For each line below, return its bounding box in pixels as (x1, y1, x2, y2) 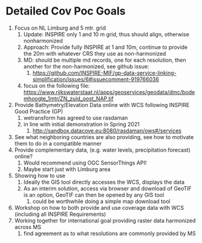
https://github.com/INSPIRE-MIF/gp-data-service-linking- (32, 69, 177, 76)
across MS (14, 223, 42, 230)
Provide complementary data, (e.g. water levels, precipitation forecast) (14, 146, 191, 154)
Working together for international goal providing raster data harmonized (14, 216, 196, 224)
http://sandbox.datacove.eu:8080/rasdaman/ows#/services (32, 127, 182, 134)
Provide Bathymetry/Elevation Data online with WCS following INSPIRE (14, 101, 190, 108)
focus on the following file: (23, 82, 90, 89)
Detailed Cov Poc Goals (5, 4, 126, 18)
